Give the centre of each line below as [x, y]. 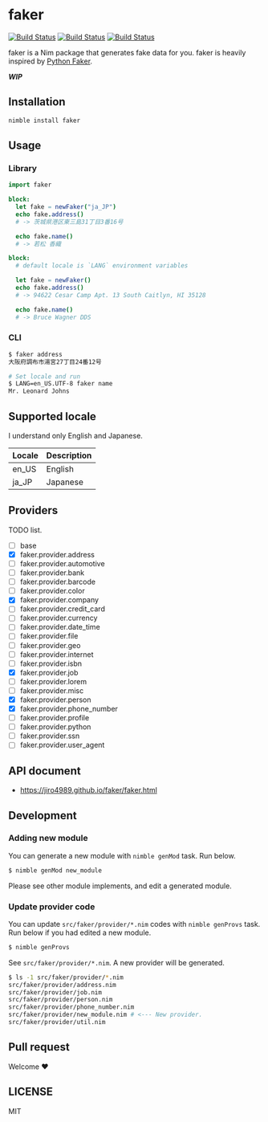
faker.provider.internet [57, 654]
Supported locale [52, 416]
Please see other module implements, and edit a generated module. [120, 886]
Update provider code [52, 907]
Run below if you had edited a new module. [80, 932]
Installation [37, 102]
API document [45, 771]
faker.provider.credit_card [63, 609]
